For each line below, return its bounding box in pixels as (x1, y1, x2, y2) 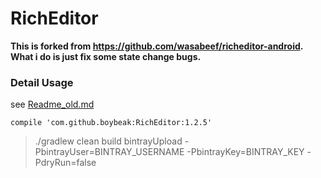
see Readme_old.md (10, 98, 95, 111)
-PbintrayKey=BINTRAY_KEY (186, 146, 305, 158)
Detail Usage (10, 75, 74, 89)
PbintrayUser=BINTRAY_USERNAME (34, 146, 185, 158)
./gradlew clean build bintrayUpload (34, 135, 183, 147)
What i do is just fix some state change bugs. (10, 50, 202, 62)
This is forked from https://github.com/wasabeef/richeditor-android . (10, 40, 303, 52)
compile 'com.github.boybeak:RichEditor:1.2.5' (10, 118, 213, 128)
